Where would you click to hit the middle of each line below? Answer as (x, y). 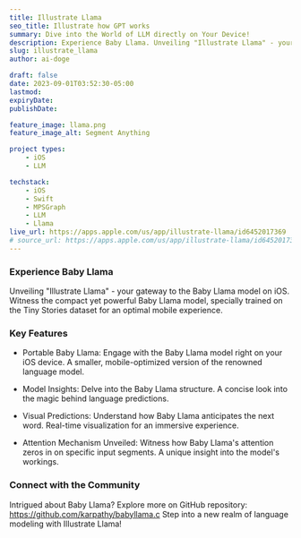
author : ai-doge (39, 59)
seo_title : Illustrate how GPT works (80, 26)
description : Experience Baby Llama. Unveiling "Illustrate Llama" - (142, 43)
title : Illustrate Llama (56, 17)
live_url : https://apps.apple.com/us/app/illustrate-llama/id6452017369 (148, 232)
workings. (41, 462)
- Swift (39, 199)
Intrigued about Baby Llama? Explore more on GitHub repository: (129, 504)
